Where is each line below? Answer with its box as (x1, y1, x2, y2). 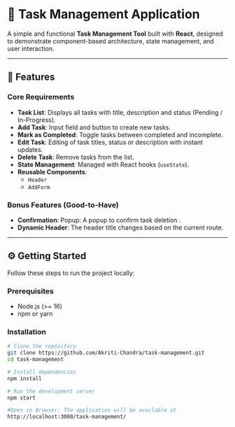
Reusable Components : (17, 167, 87, 176)
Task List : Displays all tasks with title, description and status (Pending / (17, 108, 223, 116)
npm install (7, 374, 42, 382)
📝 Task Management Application (7, 6, 201, 22)
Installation (7, 327, 47, 337)
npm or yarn (17, 309, 53, 318)
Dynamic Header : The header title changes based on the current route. (17, 223, 224, 232)
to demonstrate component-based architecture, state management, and (7, 36, 215, 45)
